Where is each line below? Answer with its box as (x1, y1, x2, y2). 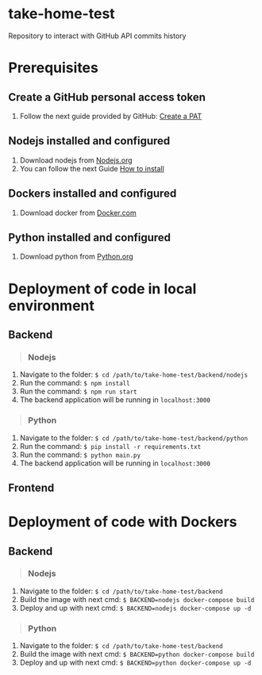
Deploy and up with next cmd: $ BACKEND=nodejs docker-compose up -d (19, 603, 252, 612)
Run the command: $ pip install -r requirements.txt (19, 441, 202, 451)
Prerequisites (8, 59, 99, 77)
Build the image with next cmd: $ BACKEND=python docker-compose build (19, 650, 255, 659)
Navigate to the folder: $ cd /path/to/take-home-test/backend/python (19, 433, 249, 443)
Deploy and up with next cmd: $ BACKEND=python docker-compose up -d (19, 658, 252, 667)
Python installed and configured (8, 231, 171, 244)
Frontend (8, 481, 55, 494)
